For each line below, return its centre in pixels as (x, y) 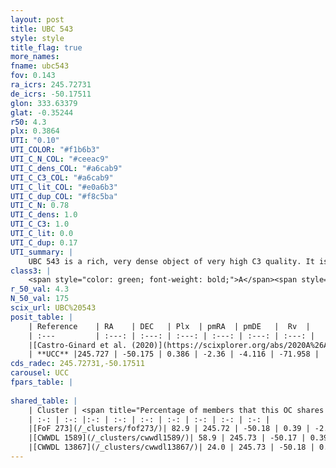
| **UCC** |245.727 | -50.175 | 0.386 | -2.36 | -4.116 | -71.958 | (174, 354)
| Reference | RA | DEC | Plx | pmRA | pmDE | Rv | (169, 326)
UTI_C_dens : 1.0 (44, 215)
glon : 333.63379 (44, 103)
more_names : (35, 57)
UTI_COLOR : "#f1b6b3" (55, 150)
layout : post (37, 19)
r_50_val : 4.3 (40, 289)
